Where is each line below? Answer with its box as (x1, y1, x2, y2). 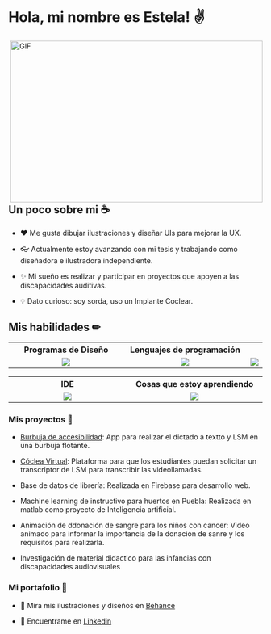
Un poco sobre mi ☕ (8, 203, 110, 216)
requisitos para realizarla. (19, 538, 105, 548)
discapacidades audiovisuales (19, 562, 121, 572)
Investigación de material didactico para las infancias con (19, 553, 211, 563)
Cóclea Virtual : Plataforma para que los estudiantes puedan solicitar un (19, 456, 256, 466)
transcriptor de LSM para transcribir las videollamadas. (19, 465, 203, 475)
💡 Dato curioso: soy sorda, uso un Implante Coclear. (19, 296, 194, 306)
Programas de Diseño (23, 344, 109, 355)
